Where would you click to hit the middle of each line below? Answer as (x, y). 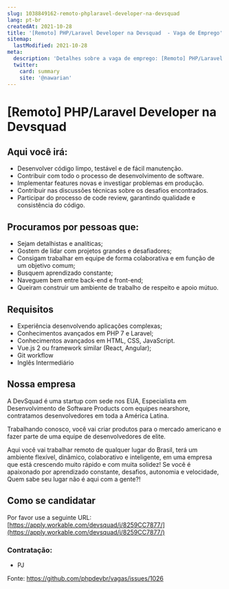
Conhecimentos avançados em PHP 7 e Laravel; (85, 333)
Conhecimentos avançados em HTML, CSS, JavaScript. (96, 340)
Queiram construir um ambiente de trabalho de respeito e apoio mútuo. (118, 288)
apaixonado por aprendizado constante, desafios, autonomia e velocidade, (113, 472)
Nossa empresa (41, 384)
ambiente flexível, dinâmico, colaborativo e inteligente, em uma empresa (110, 457)
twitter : (26, 65)
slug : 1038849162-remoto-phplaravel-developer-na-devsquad (94, 13)
